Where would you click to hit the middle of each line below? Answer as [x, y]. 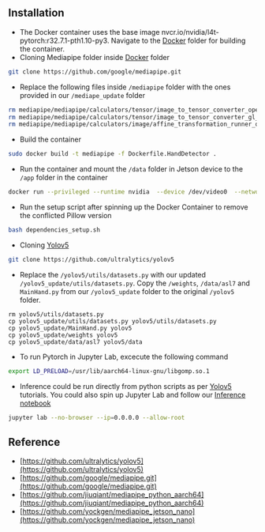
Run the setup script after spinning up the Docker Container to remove [134, 207]
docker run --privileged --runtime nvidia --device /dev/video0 [118, 192]
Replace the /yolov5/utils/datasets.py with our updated [113, 274]
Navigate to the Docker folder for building [178, 40]
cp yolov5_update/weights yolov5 [63, 335]
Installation [36, 13]
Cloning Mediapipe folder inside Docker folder [94, 57]
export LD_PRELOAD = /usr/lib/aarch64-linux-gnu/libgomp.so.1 [109, 371]
